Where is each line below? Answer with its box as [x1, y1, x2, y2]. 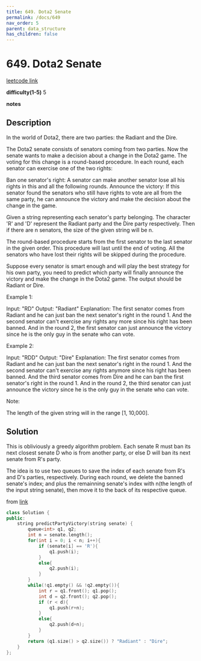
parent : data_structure [6, 25, 66, 32]
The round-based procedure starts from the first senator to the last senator [6, 238, 193, 245]
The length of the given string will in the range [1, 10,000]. [6, 409, 149, 416]
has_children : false [6, 31, 58, 37]
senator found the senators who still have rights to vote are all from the [6, 189, 182, 196]
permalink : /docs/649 [6, 14, 61, 20]
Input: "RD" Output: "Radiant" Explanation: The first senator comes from [6, 305, 185, 312]
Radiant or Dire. [6, 281, 45, 289]
